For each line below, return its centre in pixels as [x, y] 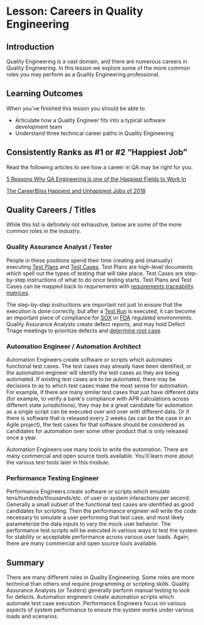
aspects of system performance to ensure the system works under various [100, 610]
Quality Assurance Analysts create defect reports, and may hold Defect [96, 324]
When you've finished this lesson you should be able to [76, 108]
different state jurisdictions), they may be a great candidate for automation [100, 405]
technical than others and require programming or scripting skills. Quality [98, 584]
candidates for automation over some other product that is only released [97, 431]
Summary [25, 562]
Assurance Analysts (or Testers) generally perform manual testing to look [98, 590]
